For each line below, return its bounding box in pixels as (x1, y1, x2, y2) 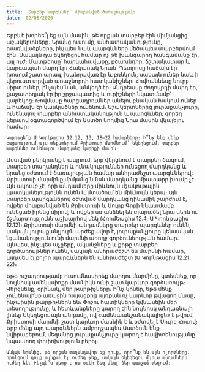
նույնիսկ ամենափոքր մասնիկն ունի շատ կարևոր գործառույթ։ (6, 278, 185, 286)
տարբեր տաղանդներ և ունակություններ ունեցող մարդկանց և (6, 162, 187, 170)
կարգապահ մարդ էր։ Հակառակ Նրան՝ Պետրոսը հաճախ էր (6, 64, 177, 71)
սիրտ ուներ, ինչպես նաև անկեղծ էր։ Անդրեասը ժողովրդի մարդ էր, (6, 83, 198, 91)
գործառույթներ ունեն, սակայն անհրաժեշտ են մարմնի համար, (6, 247, 185, 254)
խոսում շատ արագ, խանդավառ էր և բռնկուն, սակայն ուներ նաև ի (6, 70, 199, 78)
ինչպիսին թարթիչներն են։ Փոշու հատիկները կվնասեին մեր (6, 298, 177, 305)
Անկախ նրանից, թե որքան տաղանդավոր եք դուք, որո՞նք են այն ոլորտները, (6, 349, 190, 355)
